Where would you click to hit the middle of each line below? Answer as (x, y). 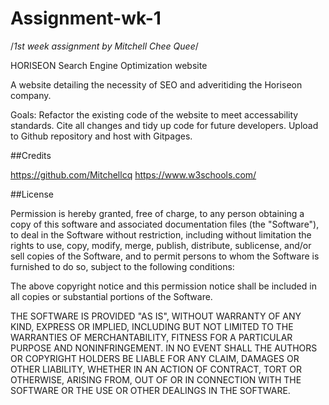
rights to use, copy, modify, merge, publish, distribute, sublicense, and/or (161, 245)
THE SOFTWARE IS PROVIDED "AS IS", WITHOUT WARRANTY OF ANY (156, 316)
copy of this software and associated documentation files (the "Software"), (165, 224)
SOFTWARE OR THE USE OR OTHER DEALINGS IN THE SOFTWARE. (150, 390)
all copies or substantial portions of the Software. (111, 296)
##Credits (31, 155)
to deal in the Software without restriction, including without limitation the (161, 234)
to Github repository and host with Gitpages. (101, 136)
